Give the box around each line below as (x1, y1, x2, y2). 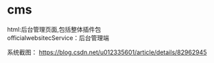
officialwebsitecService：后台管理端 (7, 33, 110, 42)
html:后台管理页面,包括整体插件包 (7, 25, 102, 33)
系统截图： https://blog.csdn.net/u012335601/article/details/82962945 (7, 48, 207, 56)
